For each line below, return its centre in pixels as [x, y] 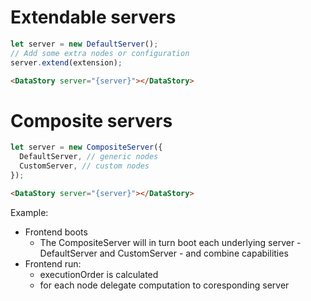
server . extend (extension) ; [66, 62]
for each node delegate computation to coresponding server [164, 285]
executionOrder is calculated [99, 274]
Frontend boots [56, 232]
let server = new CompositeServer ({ [86, 147]
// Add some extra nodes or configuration [100, 53]
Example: [29, 212]
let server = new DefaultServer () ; [84, 44]
